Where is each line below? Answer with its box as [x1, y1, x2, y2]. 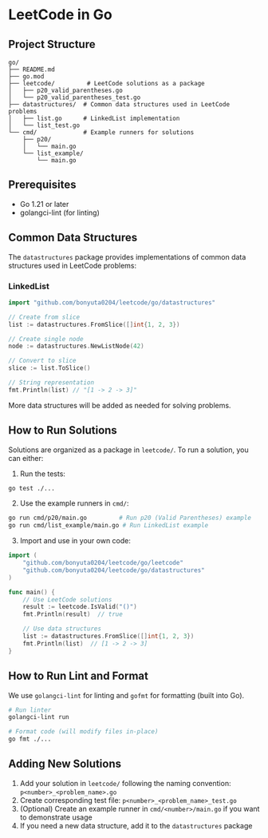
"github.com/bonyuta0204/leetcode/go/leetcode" [22, 559, 183, 567]
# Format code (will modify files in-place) [8, 728, 159, 736]
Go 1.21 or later [19, 199, 69, 209]
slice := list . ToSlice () [8, 364, 91, 372]
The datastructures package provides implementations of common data [8, 252, 246, 261]
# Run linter [8, 705, 52, 714]
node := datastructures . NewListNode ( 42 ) [8, 342, 145, 351]
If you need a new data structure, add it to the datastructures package [19, 820, 253, 830]
